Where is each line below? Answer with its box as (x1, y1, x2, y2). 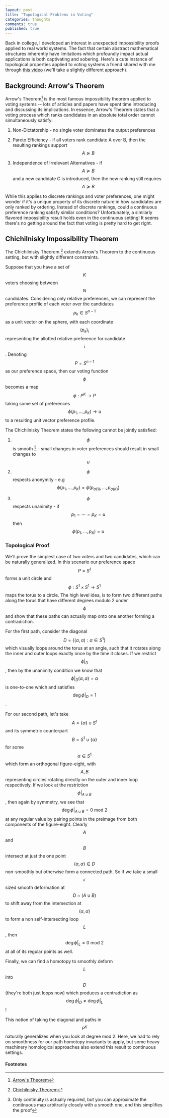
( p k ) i (79, 327, 90, 334)
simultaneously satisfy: (5, 117, 53, 123)
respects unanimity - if (12, 503, 60, 509)
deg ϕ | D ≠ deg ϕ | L (66, 998, 103, 1005)
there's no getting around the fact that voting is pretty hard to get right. (5, 220, 152, 226)
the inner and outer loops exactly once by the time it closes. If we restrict (5, 650, 157, 656)
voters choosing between (5, 280, 58, 286)
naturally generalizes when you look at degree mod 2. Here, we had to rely (5, 1033, 160, 1039)
